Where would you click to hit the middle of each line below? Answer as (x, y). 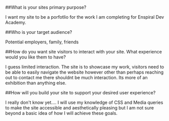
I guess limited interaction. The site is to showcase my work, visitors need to (85, 67)
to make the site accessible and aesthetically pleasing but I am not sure (80, 108)
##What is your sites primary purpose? (46, 7)
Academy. (16, 22)
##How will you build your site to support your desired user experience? (80, 93)
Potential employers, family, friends (42, 42)
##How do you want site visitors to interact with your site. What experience (83, 52)
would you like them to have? (36, 57)
